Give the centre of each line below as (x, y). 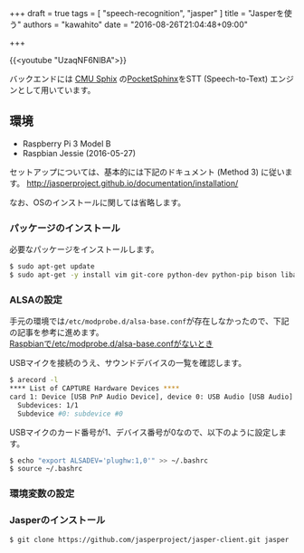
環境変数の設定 (42, 493)
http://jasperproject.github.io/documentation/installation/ (133, 183)
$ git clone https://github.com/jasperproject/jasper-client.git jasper (149, 539)
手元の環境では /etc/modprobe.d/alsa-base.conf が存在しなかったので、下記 (149, 321)
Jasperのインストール (57, 520)
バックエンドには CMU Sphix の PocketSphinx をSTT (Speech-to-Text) (139, 79)
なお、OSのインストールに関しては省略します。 (98, 202)
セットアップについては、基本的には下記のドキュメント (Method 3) (134, 172)
